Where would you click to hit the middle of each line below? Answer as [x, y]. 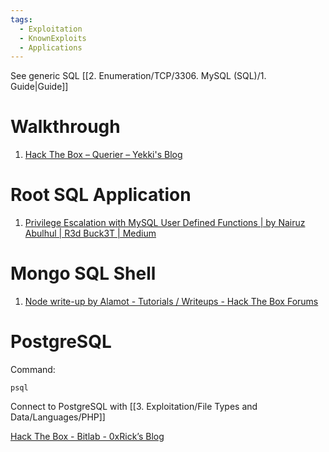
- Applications [51, 47]
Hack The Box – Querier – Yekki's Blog [103, 155]
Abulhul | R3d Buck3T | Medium [90, 233]
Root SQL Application [101, 195]
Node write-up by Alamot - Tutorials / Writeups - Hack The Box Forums [171, 302]
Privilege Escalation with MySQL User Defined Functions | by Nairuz [165, 223]
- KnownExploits [53, 38]
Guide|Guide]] [39, 87]
